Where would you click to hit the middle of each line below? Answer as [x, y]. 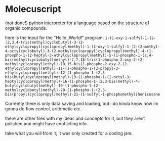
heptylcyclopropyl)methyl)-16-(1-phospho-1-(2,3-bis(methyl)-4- [73, 81]
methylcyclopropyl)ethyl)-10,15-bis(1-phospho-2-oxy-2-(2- [67, 64]
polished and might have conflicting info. [46, 123]
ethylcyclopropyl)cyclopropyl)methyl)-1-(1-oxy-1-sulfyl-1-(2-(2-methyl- [83, 47]
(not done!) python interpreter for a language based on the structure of [77, 23]
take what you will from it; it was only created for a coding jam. [69, 133]
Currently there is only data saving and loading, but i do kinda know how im [82, 103]
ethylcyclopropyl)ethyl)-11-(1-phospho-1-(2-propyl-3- [63, 68]
